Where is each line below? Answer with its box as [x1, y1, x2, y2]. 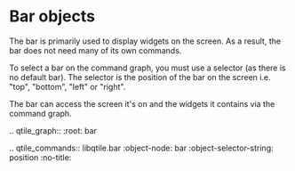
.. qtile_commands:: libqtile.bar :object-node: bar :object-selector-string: [9, 142, 274, 153]
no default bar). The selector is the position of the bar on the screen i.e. [9, 71, 271, 82]
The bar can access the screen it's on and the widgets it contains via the [9, 98, 275, 109]
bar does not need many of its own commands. [9, 45, 182, 55]
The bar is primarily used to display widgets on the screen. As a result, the [9, 36, 282, 46]
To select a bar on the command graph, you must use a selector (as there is [9, 62, 286, 73]
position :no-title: [9, 151, 72, 162]
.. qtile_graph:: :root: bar [9, 125, 98, 135]
